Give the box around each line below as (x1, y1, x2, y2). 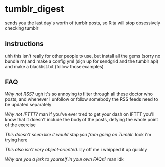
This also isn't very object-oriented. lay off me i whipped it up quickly (5, 146, 147, 152)
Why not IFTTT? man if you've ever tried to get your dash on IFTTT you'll (5, 111, 155, 117)
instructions (5, 40, 44, 48)
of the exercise (5, 122, 36, 128)
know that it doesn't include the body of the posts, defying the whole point (5, 116, 158, 122)
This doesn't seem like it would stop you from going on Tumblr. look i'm (5, 131, 152, 137)
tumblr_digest (5, 3, 64, 15)
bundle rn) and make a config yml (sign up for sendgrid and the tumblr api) (5, 58, 159, 64)
